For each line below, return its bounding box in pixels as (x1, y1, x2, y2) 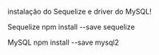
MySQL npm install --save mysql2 (7, 37, 119, 47)
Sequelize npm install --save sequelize (7, 22, 135, 31)
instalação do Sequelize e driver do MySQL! (7, 7, 153, 16)
